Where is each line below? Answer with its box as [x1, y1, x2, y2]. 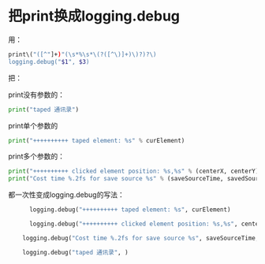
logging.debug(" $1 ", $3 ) [8, 58, 90, 65]
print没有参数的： [8, 90, 65, 99]
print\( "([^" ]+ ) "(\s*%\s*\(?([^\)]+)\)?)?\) [8, 50, 157, 58]
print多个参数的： [8, 151, 65, 162]
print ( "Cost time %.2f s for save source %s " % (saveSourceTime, [8, 175, 224, 183]
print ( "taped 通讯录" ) [8, 106, 80, 113]
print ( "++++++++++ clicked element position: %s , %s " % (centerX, [8, 167, 227, 176]
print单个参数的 [8, 121, 58, 130]
